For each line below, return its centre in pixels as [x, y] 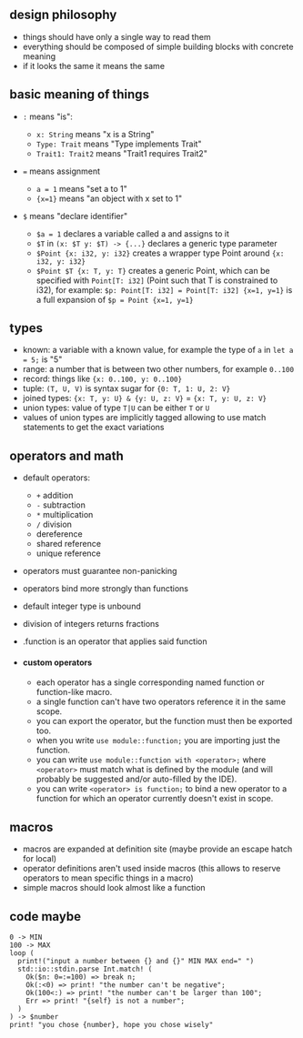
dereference [60, 534]
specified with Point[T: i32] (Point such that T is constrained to [157, 280]
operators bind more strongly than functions [106, 589]
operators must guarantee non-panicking [100, 571]
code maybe [45, 917]
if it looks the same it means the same [94, 66]
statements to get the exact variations [93, 428]
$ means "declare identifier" [75, 216]
